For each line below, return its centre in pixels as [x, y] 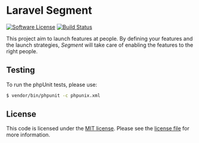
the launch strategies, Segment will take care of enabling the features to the [100, 45]
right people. [22, 51]
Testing [21, 70]
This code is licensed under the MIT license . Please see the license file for [98, 129]
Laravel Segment [49, 10]
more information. [28, 135]
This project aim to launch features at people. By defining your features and [99, 38]
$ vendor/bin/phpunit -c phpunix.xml [53, 95]
